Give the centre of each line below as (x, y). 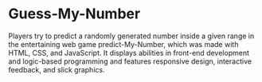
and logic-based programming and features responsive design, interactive (130, 61)
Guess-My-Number (74, 14)
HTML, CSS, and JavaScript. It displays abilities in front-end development (129, 53)
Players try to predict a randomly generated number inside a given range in (131, 36)
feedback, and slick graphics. (57, 69)
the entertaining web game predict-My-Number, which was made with (123, 44)
